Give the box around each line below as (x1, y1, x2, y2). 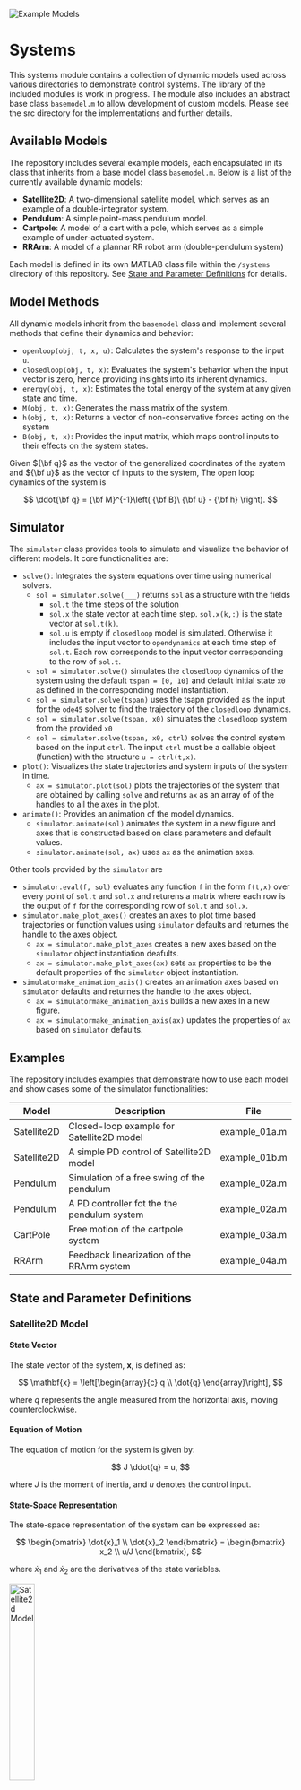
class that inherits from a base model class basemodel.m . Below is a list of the (9, 167, 292, 177)
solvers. (21, 580, 52, 591)
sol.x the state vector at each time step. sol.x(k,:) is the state (48, 609, 283, 619)
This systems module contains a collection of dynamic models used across (9, 69, 287, 80)
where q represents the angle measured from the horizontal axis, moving (9, 1394, 279, 1405)
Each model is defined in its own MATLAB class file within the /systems (9, 258, 271, 269)
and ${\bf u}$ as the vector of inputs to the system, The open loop (9, 467, 255, 478)
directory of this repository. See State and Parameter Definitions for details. (9, 268, 288, 279)
